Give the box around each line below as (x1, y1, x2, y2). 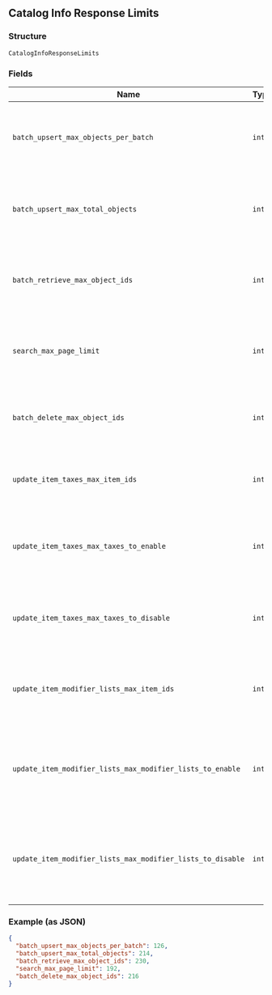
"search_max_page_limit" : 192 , (15, 964, 121, 972)
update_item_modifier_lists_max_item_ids (12, 684, 175, 693)
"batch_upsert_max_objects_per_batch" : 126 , (15, 942, 168, 950)
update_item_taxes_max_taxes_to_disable (12, 613, 170, 623)
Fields (8, 68, 33, 79)
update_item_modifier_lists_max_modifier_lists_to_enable (12, 764, 241, 773)
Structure (8, 31, 47, 42)
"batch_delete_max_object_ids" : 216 (15, 972, 139, 980)
